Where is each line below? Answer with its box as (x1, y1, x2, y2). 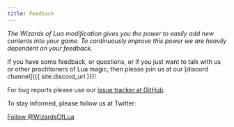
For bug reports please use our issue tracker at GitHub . (7, 85, 166, 94)
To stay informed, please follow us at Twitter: (7, 99, 136, 108)
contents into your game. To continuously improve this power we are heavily (7, 36, 227, 45)
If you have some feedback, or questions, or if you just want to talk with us (7, 57, 221, 66)
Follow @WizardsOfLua (7, 112, 75, 121)
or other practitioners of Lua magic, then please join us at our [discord (7, 65, 209, 73)
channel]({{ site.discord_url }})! (7, 72, 96, 81)
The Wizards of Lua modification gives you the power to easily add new (7, 29, 214, 37)
